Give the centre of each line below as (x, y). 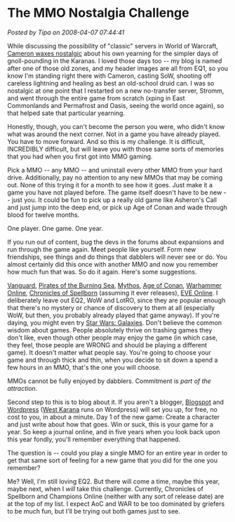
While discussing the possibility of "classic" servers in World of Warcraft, (113, 46)
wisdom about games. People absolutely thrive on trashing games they (110, 330)
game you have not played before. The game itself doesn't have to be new (115, 192)
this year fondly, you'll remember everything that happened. (94, 439)
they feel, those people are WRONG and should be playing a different (107, 344)
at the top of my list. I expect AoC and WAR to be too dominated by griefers (116, 504)
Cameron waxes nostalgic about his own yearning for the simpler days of (113, 53)
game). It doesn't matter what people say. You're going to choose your (109, 352)
